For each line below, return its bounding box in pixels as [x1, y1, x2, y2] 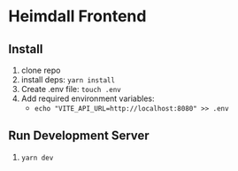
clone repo [20, 65, 61, 75]
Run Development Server [8, 128, 150, 144]
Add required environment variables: [20, 93, 155, 104]
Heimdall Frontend [8, 6, 147, 27]
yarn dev [20, 153, 54, 162]
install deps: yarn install [20, 74, 116, 85]
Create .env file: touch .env [20, 84, 121, 94]
